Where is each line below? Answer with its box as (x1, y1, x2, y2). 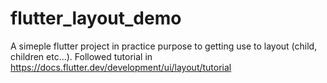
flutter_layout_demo (10, 7, 182, 30)
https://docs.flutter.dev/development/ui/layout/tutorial (10, 61, 232, 73)
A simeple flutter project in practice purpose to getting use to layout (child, (10, 40, 318, 52)
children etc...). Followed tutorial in (10, 50, 153, 62)
